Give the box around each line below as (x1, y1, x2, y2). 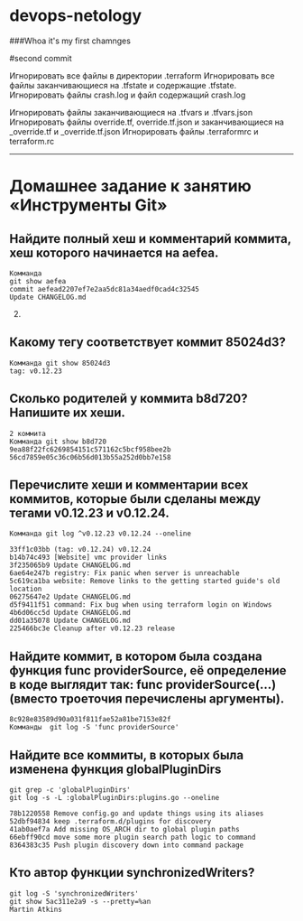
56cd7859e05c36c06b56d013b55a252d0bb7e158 (9, 452, 171, 461)
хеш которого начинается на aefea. (9, 245, 219, 260)
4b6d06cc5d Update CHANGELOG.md (9, 609, 131, 618)
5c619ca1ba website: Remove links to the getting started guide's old (9, 577, 280, 586)
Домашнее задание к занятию (9, 176, 252, 197)
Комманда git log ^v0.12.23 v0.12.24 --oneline (9, 529, 192, 538)
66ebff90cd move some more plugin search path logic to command (9, 833, 256, 842)
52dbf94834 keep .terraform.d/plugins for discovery (9, 817, 212, 826)
